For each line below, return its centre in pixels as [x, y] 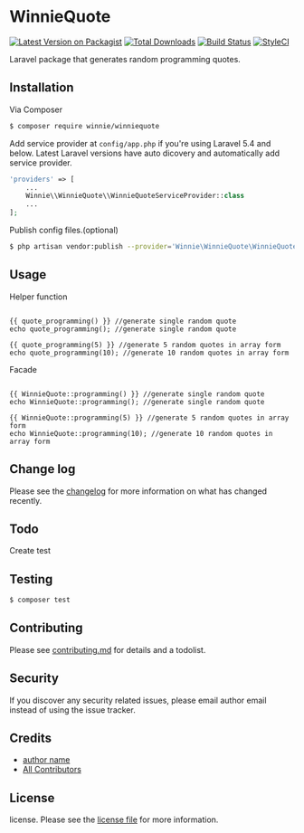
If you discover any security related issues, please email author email [138, 700]
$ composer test [40, 600]
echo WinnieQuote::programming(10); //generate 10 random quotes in [141, 433]
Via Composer [36, 109]
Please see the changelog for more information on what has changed [138, 491]
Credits [31, 738]
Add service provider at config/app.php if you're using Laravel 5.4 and [140, 143]
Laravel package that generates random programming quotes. [125, 59]
